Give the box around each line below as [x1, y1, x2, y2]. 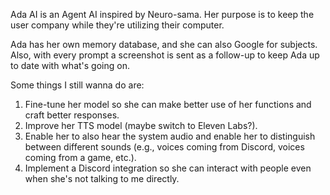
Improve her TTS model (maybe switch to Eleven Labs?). [24, 120, 258, 131]
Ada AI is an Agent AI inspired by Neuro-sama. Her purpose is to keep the [10, 9, 315, 20]
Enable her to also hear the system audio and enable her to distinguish [24, 130, 316, 142]
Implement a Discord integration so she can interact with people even [24, 162, 312, 174]
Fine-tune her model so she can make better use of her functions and [24, 99, 312, 110]
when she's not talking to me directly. [24, 173, 180, 184]
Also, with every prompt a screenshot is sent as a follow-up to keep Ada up [10, 49, 320, 61]
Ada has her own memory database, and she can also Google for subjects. [10, 39, 318, 50]
